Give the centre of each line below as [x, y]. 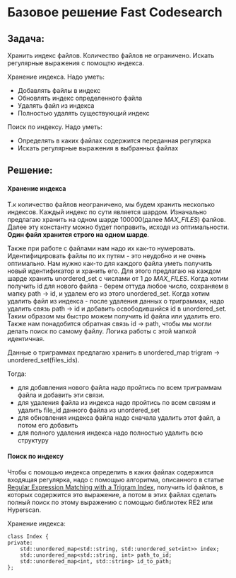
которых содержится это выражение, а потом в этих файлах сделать [112, 494]
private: [20, 543]
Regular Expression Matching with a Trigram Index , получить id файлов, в [116, 487]
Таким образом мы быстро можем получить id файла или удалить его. [114, 316]
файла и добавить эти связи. [61, 395]
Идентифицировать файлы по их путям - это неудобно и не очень [107, 255]
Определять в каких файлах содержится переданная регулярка [114, 140]
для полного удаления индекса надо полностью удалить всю [110, 433]
